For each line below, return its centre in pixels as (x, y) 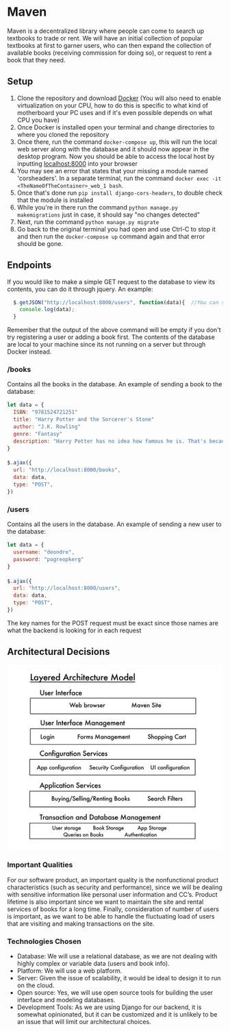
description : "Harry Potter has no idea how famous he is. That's (110, 441)
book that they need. (36, 60)
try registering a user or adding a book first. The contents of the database (111, 337)
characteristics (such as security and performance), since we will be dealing (115, 887)
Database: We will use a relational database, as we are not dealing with (117, 956)
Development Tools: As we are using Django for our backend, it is (109, 1007)
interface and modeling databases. (66, 999)
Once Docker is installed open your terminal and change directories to (116, 127)
